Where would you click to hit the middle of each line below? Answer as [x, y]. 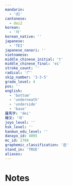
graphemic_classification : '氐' [37, 145]
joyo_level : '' [20, 122]
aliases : [14, 154]
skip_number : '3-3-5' [27, 77]
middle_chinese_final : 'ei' [33, 64]
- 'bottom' [20, 95]
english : [14, 91]
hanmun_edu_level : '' [27, 132]
